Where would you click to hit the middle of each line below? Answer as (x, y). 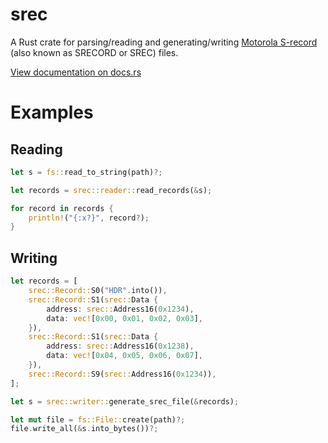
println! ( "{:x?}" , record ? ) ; (89, 218)
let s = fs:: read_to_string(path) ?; (86, 172)
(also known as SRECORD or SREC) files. (94, 52)
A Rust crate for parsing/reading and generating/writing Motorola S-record (164, 42)
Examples (52, 112)
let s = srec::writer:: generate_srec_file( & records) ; (125, 401)
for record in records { (62, 208)
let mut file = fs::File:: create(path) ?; (98, 419)
